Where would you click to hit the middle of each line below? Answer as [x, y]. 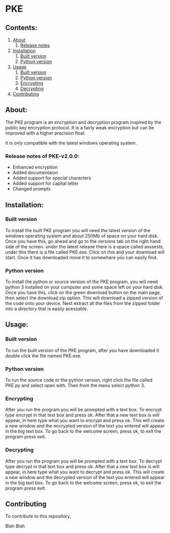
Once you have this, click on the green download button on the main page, [83, 293]
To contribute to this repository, [38, 516]
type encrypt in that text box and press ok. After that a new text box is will [82, 415]
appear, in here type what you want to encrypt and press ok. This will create [85, 420]
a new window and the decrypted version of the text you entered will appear [85, 477]
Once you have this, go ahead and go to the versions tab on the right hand [83, 241]
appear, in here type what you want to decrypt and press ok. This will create [85, 472]
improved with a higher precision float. [46, 133]
